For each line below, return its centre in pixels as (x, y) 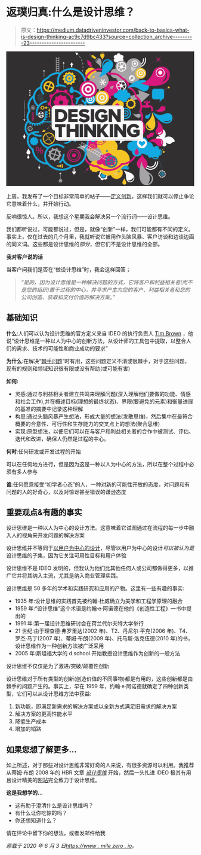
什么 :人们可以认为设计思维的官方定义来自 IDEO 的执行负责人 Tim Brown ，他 (100, 333)
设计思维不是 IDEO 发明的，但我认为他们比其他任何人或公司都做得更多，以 (98, 568)
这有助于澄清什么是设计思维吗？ (54, 805)
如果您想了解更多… (42, 749)
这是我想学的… (25, 793)
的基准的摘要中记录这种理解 (49, 409)
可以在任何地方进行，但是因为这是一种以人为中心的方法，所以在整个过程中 (98, 464)
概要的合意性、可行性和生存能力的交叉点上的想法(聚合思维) (87, 424)
